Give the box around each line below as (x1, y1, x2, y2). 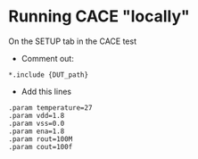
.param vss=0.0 (8, 119, 65, 128)
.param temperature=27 (8, 103, 93, 113)
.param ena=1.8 (8, 127, 65, 136)
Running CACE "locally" (8, 6, 191, 27)
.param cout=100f (8, 142, 73, 151)
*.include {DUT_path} (8, 70, 89, 79)
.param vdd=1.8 (8, 111, 65, 120)
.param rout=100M (8, 134, 73, 144)
